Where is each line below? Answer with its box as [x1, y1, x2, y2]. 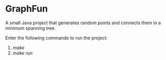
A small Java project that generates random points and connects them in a [5, 20, 161, 26]
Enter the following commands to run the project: [5, 35, 108, 41]
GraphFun [5, 3, 48, 15]
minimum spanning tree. [5, 25, 56, 31]
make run [12, 50, 33, 56]
